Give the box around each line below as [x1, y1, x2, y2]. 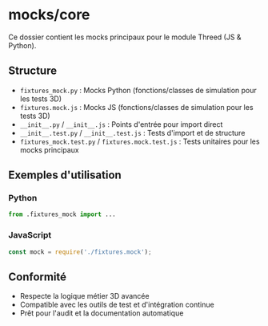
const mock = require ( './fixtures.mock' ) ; [8, 247, 152, 256]
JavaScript [8, 230, 52, 241]
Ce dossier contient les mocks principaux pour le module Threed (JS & [8, 32, 242, 42]
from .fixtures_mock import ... [8, 210, 116, 218]
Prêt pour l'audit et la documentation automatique [19, 308, 184, 318]
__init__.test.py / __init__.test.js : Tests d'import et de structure [19, 128, 246, 137]
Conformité [8, 270, 66, 283]
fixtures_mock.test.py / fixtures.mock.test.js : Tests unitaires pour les [19, 137, 260, 146]
